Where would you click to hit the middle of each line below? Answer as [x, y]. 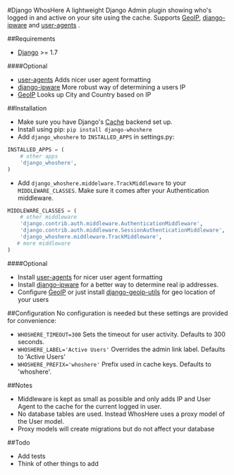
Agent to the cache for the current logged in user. [90, 406]
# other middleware [49, 217]
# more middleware [44, 243]
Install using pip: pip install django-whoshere [85, 129]
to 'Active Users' [41, 356]
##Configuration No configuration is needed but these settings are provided [118, 313]
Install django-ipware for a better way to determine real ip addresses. [118, 284]
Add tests [31, 456]
